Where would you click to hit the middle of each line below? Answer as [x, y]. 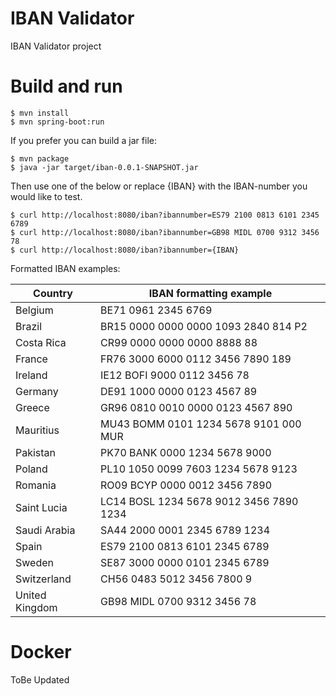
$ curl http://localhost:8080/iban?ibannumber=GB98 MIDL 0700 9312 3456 [165, 232]
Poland [31, 469]
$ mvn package [40, 158]
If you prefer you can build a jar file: [83, 140]
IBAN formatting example [210, 293]
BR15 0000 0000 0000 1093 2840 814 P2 [204, 326]
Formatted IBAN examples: [65, 268]
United [31, 595]
